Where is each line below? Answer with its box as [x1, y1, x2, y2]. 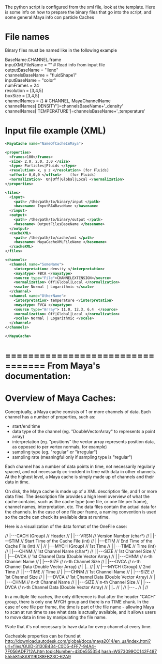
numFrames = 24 [5, 82, 40, 88]
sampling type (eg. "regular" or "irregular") [12, 449, 98, 455]
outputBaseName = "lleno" [5, 67, 59, 73]
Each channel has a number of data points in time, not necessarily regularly [5, 463, 156, 469]
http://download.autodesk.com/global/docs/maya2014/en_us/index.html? [5, 638, 151, 644]
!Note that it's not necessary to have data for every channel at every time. [5, 624, 152, 629]
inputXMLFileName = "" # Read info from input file [5, 62, 105, 67]
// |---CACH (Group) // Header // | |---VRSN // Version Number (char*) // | [5, 533, 152, 539]
